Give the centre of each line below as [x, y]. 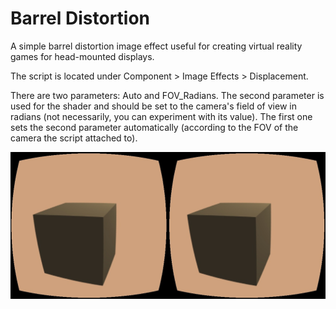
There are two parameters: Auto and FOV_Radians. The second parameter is [167, 95]
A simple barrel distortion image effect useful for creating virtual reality [156, 46]
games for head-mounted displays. [82, 56]
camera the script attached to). [74, 138]
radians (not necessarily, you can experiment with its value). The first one [161, 116]
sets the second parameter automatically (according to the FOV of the [154, 127]
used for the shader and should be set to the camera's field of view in [153, 106]
